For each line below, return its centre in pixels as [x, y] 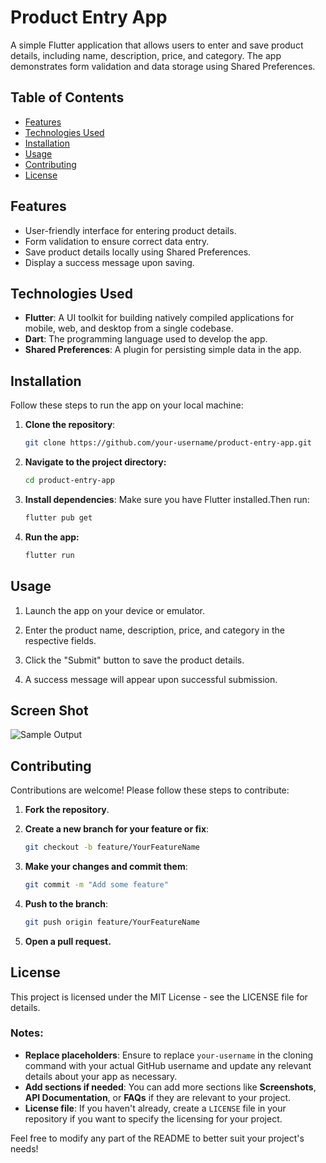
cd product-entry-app [69, 481]
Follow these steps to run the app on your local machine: [127, 405]
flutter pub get [58, 517]
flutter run [49, 555]
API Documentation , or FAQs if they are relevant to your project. [158, 1097]
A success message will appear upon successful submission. [151, 679]
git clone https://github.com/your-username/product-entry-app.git [168, 443]
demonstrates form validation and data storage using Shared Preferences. [163, 66]
